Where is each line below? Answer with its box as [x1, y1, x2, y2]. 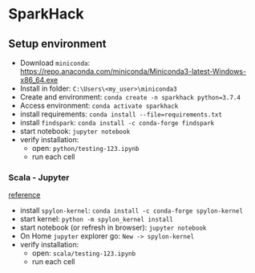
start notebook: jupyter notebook [19, 126, 131, 136]
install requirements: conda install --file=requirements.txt [19, 109, 223, 119]
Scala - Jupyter [8, 172, 70, 183]
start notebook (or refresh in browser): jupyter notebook [19, 222, 207, 233]
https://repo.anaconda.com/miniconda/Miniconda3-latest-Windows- [19, 67, 247, 76]
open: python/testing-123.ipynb [31, 144, 140, 153]
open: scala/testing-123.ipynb [31, 248, 136, 258]
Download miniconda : [19, 58, 91, 67]
